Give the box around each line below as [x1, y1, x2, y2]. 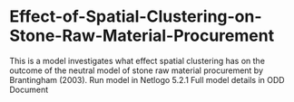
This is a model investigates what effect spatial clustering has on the [9, 55, 266, 66]
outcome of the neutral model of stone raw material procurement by [9, 65, 264, 76]
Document [9, 84, 49, 95]
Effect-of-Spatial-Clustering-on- [9, 6, 262, 27]
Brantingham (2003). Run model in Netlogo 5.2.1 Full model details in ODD [9, 74, 285, 85]
